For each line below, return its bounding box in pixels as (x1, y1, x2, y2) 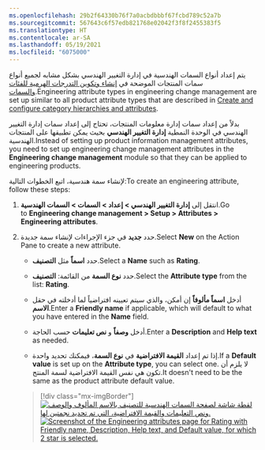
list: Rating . (32, 280, 70, 289)
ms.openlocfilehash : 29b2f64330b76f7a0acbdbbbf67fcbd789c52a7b (9, 11, 222, 20)
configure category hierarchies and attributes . (9, 104, 159, 113)
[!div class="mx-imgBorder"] (39, 391, 134, 400)
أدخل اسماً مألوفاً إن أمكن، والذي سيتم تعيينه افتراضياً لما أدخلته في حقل (32, 295, 242, 304)
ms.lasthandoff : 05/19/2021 (9, 41, 102, 49)
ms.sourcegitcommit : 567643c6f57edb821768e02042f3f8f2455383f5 (9, 19, 222, 27)
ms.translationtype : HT (9, 26, 88, 34)
